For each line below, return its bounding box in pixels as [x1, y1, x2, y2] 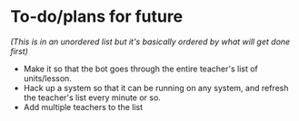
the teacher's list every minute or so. [23, 92, 162, 103]
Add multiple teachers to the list [23, 101, 144, 112]
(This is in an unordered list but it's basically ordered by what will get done [10, 36, 291, 47]
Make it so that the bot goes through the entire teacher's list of [23, 63, 258, 74]
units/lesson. [23, 72, 72, 83]
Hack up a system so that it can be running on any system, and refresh [23, 82, 289, 93]
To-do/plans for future [10, 6, 184, 27]
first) [10, 45, 28, 56]
